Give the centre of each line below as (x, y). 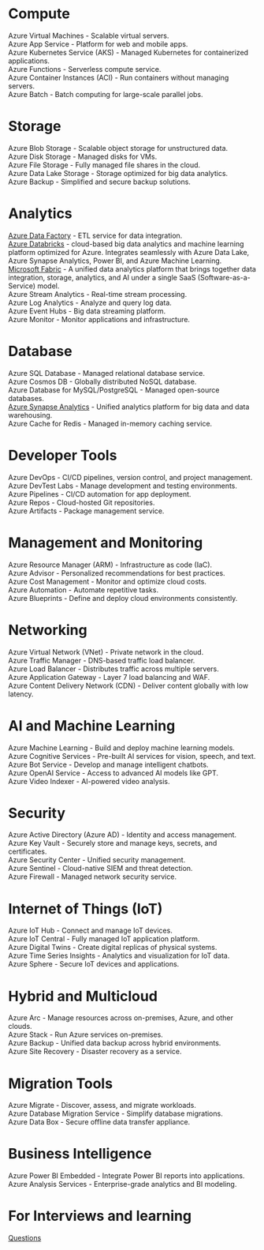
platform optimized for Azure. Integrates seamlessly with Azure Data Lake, (129, 252)
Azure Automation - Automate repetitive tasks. (84, 590)
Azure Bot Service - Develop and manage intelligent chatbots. (108, 764)
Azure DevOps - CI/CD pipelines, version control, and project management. (130, 477)
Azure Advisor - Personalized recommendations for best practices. (117, 572)
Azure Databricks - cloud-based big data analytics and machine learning (126, 244)
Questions (25, 1238)
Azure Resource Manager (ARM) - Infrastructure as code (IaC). (110, 565)
